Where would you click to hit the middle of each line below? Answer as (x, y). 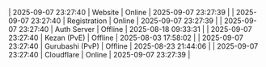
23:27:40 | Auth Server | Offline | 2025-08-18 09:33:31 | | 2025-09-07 (135, 29)
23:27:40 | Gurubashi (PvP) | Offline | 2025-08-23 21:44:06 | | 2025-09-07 (133, 46)
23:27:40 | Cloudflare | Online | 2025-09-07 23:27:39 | (99, 55)
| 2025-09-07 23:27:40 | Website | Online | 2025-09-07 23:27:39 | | (121, 12)
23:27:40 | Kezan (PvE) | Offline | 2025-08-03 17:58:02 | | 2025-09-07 (126, 37)
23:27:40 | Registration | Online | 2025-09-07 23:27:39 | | (127, 21)
